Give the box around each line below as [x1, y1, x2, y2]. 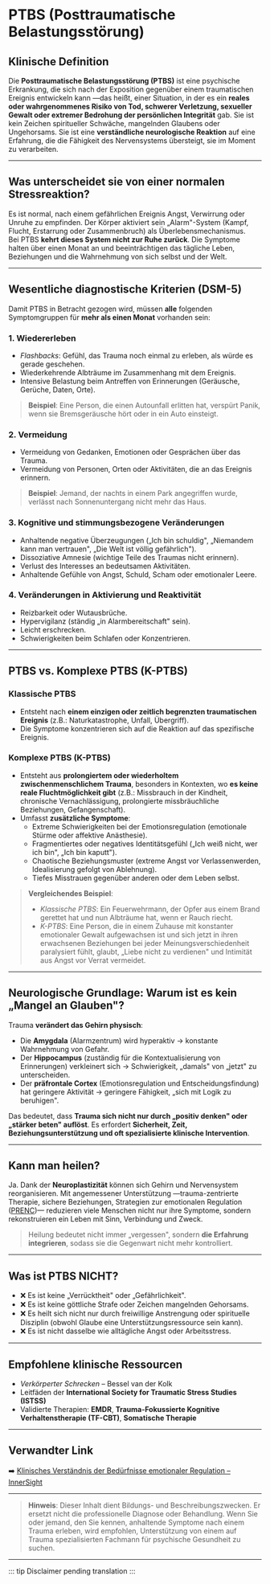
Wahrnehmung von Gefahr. [19, 1044, 110, 1054]
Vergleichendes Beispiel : [27, 888, 114, 898]
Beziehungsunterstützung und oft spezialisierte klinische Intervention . [8, 1128, 250, 1138]
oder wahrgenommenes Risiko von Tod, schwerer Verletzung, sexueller [8, 102, 252, 111]
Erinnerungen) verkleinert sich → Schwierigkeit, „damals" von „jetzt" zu [19, 1061, 257, 1070]
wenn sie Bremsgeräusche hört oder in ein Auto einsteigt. [27, 408, 219, 419]
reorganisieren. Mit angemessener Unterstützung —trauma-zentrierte [8, 1189, 239, 1198]
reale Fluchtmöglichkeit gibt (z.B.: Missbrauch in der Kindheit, [19, 788, 228, 797]
